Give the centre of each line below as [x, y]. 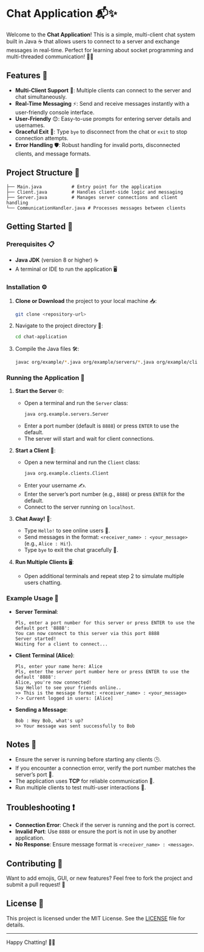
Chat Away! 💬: [33, 519]
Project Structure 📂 [43, 173]
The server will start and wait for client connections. [89, 439]
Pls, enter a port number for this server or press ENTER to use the [105, 623]
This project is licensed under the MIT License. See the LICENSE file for [96, 918]
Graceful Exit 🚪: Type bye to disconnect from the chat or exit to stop [101, 131]
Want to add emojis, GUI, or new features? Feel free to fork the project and [100, 878]
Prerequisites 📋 [30, 244]
